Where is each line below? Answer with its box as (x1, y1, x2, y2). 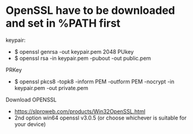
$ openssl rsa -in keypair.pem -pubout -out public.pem (14, 54, 151, 62)
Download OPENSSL (5, 96, 57, 103)
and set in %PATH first (5, 16, 121, 30)
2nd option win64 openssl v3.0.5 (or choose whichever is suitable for (14, 114, 187, 121)
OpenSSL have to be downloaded (5, 4, 176, 18)
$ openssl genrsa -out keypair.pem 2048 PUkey (14, 48, 134, 55)
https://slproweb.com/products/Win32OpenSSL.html (14, 107, 146, 115)
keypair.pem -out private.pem (14, 84, 89, 91)
